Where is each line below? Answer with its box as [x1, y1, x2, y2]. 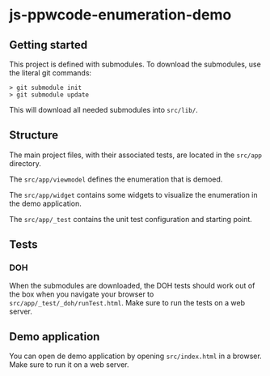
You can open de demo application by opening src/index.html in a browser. [9, 351, 262, 361]
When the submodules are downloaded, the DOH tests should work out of [9, 280, 255, 290]
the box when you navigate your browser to [9, 289, 154, 299]
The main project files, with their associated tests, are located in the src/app [9, 150, 262, 160]
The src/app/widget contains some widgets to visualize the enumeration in [9, 190, 258, 199]
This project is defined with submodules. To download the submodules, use [9, 59, 261, 69]
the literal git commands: [9, 68, 92, 78]
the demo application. [9, 199, 82, 208]
